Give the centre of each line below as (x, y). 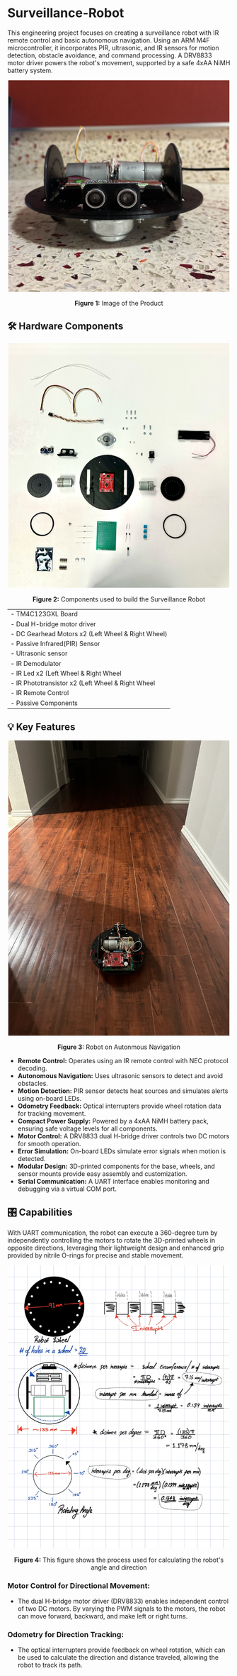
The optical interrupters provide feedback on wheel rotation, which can (121, 1650)
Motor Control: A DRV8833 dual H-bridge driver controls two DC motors (123, 1136)
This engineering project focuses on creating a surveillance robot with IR (113, 33)
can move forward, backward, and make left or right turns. (103, 1616)
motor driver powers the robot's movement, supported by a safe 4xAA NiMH (119, 62)
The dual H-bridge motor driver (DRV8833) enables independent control (123, 1601)
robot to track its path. (50, 1665)
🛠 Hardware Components (65, 327)
